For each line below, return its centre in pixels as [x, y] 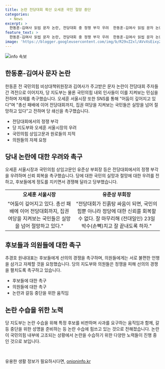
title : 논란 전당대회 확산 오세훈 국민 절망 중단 [48, 10]
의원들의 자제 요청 [29, 140]
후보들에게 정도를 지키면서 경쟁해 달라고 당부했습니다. [67, 182]
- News [16, 19]
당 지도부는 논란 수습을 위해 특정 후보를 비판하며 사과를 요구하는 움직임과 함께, [80, 323]
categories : [17, 14]
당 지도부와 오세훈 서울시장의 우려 [44, 127]
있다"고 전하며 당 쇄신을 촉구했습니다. [54, 111]
